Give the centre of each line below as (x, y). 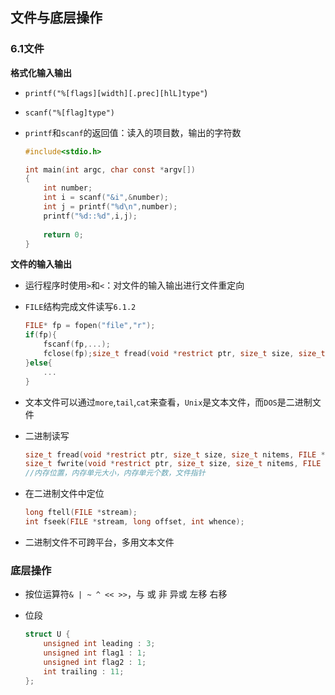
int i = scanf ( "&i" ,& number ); (106, 198)
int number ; (68, 188)
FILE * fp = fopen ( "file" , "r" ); (90, 326)
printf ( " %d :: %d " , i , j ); (90, 216)
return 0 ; (63, 234)
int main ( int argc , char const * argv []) (110, 169)
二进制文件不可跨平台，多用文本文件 (99, 542)
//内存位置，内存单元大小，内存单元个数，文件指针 (115, 473)
